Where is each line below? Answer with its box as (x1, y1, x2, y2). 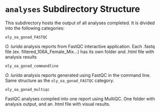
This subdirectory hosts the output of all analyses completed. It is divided (5, 20, 155, 26)
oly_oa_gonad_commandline (5, 63, 58, 68)
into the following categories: (5, 25, 65, 31)
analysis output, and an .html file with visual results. (5, 101, 110, 107)
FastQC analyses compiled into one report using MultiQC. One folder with (5, 96, 155, 102)
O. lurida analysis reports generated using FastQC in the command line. (5, 72, 151, 78)
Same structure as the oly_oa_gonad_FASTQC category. (5, 77, 114, 83)
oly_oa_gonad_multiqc (5, 87, 50, 92)
